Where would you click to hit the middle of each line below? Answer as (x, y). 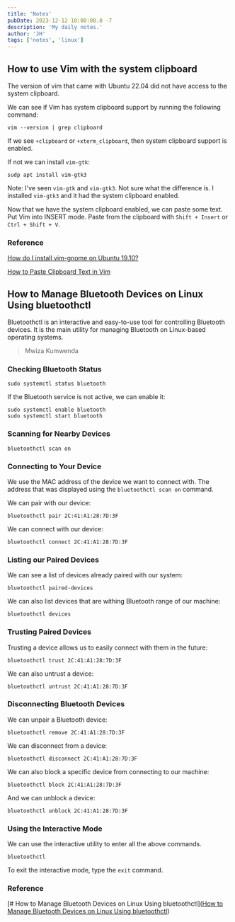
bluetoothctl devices (39, 614)
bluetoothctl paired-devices (50, 588)
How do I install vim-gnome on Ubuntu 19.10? (73, 258)
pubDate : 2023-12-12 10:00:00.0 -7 (60, 21)
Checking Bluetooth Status (55, 369)
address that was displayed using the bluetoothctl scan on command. (110, 489)
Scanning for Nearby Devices (59, 434)
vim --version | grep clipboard (55, 127)
